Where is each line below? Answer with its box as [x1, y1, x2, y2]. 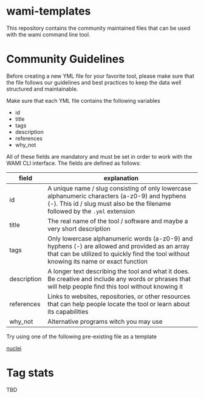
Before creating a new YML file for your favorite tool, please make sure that [6, 72, 194, 80]
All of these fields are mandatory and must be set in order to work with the [6, 153, 192, 160]
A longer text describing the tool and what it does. [47, 267, 190, 275]
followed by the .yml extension [47, 207, 135, 215]
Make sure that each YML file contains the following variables [6, 97, 161, 104]
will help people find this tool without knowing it [47, 282, 183, 290]
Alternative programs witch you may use [47, 317, 163, 326]
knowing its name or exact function [47, 257, 148, 265]
